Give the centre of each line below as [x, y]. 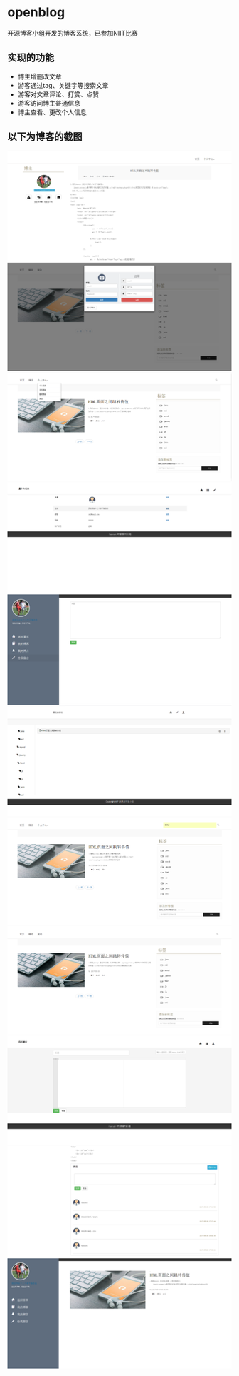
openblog [36, 12]
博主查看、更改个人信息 [52, 112]
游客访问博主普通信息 [49, 103]
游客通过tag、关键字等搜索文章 [63, 85]
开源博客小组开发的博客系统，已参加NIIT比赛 [73, 33]
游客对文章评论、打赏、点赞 [58, 94]
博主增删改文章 [39, 76]
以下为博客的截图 [45, 137]
